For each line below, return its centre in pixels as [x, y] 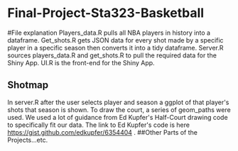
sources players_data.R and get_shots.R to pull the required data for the [112, 55]
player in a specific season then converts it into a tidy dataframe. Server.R [115, 47]
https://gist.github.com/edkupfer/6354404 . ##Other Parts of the [102, 132]
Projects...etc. [28, 140]
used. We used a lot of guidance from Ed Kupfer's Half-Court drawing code [118, 117]
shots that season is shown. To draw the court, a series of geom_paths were [119, 110]
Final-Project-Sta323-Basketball [106, 13]
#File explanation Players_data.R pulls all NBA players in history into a [109, 33]
